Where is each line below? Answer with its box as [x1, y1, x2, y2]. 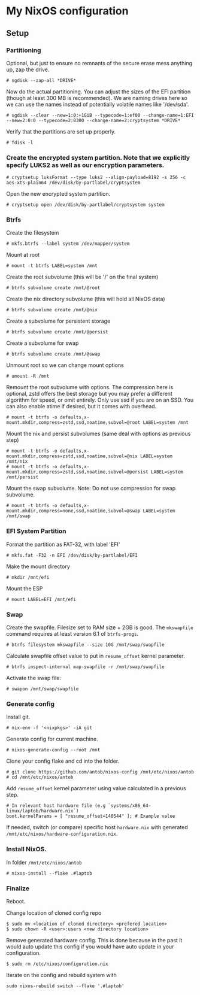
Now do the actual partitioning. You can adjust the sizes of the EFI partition [6, 88, 191, 95]
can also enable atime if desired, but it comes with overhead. [6, 403, 157, 410]
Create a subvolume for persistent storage [6, 317, 111, 324]
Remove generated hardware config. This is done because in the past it [6, 936, 183, 944]
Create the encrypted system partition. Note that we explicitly [6, 153, 190, 162]
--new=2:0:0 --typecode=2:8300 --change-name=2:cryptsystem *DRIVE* [6, 117, 181, 123]
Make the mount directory [6, 563, 71, 570]
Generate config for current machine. [6, 735, 98, 743]
